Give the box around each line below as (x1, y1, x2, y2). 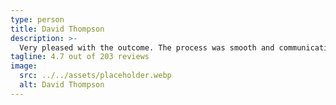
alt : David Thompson (19, 80, 105, 90)
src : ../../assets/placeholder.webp (19, 71, 172, 81)
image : (10, 61, 38, 71)
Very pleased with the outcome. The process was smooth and (19, 42, 275, 53)
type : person (10, 14, 65, 25)
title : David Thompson (10, 24, 105, 34)
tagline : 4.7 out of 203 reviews (10, 52, 150, 62)
